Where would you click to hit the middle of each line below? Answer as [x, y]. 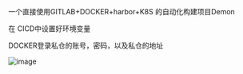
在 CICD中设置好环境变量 [50, 29]
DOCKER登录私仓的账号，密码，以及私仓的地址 [86, 45]
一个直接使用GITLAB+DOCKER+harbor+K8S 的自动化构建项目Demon [122, 12]
